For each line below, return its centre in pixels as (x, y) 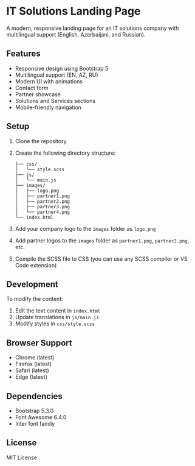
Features (23, 54)
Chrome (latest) (35, 358)
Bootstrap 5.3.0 (34, 411)
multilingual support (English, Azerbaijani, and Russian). (76, 34)
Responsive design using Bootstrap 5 (62, 68)
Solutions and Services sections (55, 101)
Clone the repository (41, 141)
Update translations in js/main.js (57, 317)
